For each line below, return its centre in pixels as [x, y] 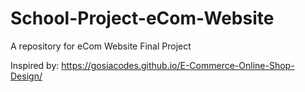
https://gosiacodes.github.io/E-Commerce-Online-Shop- [178, 65]
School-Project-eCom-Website [142, 18]
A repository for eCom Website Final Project [101, 46]
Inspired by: [35, 65]
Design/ [26, 76]
